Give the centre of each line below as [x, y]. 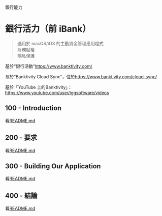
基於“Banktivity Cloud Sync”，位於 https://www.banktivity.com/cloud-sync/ [81, 77]
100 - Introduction [33, 108]
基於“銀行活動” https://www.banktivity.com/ [49, 66]
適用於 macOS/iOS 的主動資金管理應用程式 [60, 43]
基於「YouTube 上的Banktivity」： [39, 87]
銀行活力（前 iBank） [48, 29]
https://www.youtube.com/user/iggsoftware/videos [57, 93]
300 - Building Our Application [53, 166]
